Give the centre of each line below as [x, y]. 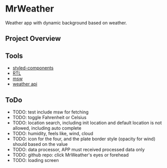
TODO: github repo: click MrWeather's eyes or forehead [70, 155]
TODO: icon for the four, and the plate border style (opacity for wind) [84, 139]
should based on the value [40, 144]
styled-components [33, 68]
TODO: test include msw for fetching [50, 112]
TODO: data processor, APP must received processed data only [78, 149]
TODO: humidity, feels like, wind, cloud [53, 133]
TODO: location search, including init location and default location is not [87, 123]
